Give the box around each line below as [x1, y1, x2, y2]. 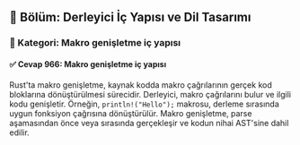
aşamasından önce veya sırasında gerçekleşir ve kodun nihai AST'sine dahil [9, 117, 289, 128]
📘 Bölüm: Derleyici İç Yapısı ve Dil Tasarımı [9, 10, 251, 25]
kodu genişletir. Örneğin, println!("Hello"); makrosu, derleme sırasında [9, 98, 280, 109]
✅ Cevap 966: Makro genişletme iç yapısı [9, 58, 167, 69]
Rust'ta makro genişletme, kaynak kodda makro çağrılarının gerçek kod [9, 79, 272, 90]
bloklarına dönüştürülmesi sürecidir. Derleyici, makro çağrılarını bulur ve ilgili [9, 89, 292, 99]
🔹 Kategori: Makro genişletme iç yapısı [9, 37, 181, 49]
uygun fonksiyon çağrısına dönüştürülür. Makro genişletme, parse [9, 107, 252, 118]
